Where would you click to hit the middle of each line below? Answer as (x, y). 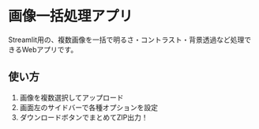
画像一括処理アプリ (71, 16)
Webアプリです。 (50, 49)
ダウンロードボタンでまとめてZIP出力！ (84, 117)
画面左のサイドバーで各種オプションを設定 (88, 107)
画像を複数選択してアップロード (71, 97)
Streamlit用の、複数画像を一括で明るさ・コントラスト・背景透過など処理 (126, 40)
